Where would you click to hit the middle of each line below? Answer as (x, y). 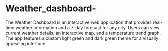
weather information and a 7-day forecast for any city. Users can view (88, 27)
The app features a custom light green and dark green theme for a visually (82, 38)
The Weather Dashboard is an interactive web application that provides (78, 22)
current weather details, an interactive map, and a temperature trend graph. (83, 33)
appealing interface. (26, 43)
